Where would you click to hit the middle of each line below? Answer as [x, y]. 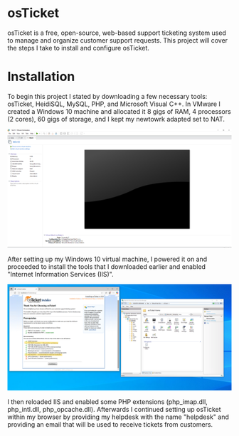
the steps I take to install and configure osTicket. [78, 48]
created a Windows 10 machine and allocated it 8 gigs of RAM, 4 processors [119, 111]
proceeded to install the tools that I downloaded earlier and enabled [107, 266]
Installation [41, 77]
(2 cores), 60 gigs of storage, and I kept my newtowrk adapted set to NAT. [116, 119]
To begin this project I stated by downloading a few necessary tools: [107, 96]
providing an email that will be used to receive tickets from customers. [110, 425]
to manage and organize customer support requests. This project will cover [118, 40]
